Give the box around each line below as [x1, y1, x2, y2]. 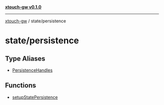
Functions [5, 81, 37, 89]
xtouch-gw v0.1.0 [5, 4, 41, 10]
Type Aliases [5, 54, 45, 63]
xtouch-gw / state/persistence [5, 18, 66, 24]
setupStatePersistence [12, 94, 58, 100]
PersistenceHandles [12, 68, 53, 73]
